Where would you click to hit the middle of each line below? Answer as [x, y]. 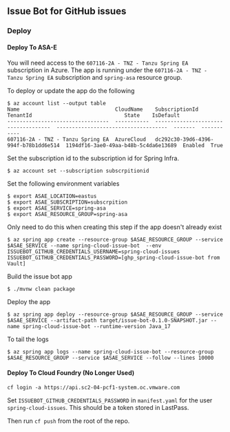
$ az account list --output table [57, 103]
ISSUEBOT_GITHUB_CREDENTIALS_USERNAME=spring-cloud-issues [94, 251]
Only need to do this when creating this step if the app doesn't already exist [115, 227]
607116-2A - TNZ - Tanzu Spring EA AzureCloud [77, 139]
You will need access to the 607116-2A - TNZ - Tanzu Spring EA [98, 63]
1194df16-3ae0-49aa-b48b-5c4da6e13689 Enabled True [145, 145]
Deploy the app [29, 301]
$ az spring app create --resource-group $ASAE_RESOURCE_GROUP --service [115, 239]
